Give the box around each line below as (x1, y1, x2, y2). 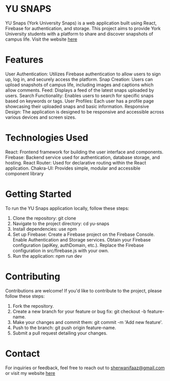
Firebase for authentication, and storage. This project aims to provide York (5, 25, 161, 31)
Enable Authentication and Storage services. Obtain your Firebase (12, 236, 151, 242)
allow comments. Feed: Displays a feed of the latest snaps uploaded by (5, 87, 154, 93)
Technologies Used (5, 132, 89, 144)
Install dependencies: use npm (12, 226, 77, 232)
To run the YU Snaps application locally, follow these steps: (5, 205, 129, 211)
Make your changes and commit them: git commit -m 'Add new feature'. (12, 319, 163, 325)
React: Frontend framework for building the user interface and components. (5, 149, 163, 155)
